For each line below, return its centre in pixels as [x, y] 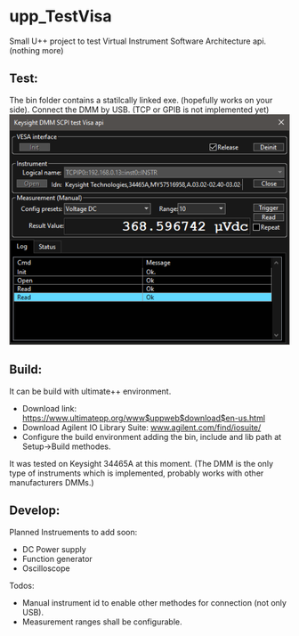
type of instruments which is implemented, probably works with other [137, 473]
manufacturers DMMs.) [52, 482]
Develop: [35, 511]
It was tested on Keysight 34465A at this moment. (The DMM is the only [141, 463]
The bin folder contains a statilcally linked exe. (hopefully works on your [141, 100]
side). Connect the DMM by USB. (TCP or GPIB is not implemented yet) [139, 110]
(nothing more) [36, 50]
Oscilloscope [46, 568]
